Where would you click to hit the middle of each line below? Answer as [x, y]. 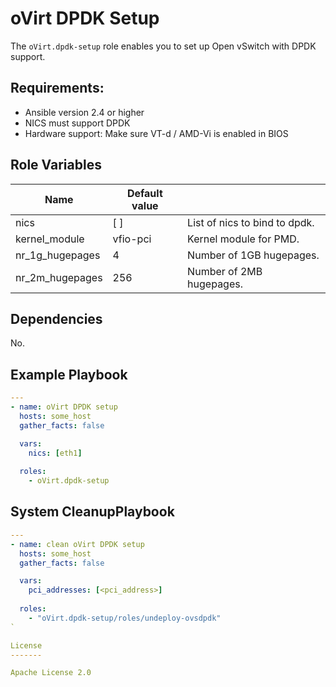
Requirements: [57, 88]
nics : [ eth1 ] [55, 453]
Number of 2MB [225, 271]
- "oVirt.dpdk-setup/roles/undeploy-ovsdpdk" [125, 618]
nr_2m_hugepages [59, 277]
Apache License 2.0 [51, 673]
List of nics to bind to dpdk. [251, 222]
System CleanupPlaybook [92, 512]
